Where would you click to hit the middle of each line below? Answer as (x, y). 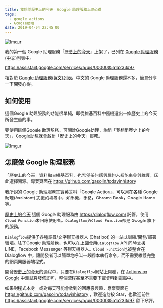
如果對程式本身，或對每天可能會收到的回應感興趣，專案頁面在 (67, 288)
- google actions (27, 19)
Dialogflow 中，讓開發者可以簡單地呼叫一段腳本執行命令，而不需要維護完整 (80, 255)
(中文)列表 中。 (19, 58)
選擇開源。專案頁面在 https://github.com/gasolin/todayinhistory (73, 181)
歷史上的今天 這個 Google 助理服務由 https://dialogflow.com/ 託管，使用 (77, 214)
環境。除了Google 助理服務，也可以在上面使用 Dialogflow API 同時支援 (75, 243)
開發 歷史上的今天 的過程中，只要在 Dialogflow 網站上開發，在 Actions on (76, 271)
